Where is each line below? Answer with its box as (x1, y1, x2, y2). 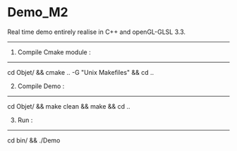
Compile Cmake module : (17, 47, 91, 56)
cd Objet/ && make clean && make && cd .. (7, 102, 130, 110)
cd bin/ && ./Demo (7, 135, 61, 145)
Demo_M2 (7, 4, 68, 20)
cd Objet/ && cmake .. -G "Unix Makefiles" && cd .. (7, 68, 154, 76)
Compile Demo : (17, 82, 65, 90)
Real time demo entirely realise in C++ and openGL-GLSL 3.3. (7, 28, 186, 36)
